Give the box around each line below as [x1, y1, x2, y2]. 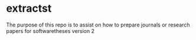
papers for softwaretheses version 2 [6, 27, 94, 34]
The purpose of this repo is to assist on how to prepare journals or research [6, 21, 190, 28]
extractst [6, 2, 52, 15]
